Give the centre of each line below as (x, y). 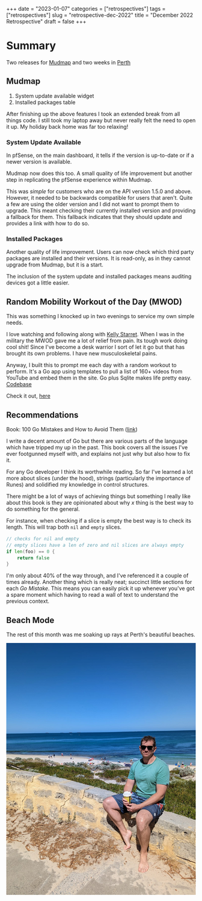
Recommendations (42, 415)
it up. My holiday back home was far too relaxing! (67, 126)
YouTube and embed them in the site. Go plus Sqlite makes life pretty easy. (99, 378)
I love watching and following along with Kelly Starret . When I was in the (95, 334)
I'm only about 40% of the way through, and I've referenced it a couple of (97, 576)
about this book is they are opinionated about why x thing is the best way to (100, 502)
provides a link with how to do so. (48, 223)
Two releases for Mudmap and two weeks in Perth (69, 62)
